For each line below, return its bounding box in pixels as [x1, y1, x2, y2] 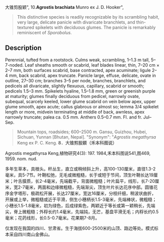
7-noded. [5, 62, 24, 68]
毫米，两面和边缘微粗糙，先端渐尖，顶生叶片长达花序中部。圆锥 [24, 184, 154, 190]
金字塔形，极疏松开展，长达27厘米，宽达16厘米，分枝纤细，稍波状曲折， [9, 190, 156, 196]
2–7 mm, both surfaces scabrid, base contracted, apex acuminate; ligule [5, 67, 151, 73]
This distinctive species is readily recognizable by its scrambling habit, [17, 14, 160, 20]
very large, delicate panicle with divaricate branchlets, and [17, 19, 136, 25]
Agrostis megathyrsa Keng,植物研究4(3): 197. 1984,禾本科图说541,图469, [5, 150, 151, 156]
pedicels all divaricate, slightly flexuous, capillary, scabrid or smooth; [5, 83, 144, 89]
